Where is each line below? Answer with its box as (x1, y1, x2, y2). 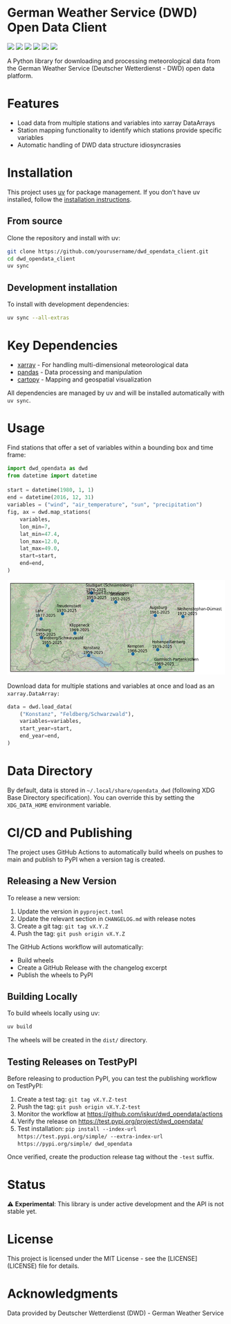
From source (7, 215, 63, 227)
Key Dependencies (7, 338, 118, 354)
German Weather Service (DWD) (7, 5, 198, 21)
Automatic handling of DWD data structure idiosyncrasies (17, 141, 181, 149)
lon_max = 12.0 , (19, 538, 60, 545)
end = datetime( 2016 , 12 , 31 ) (7, 494, 95, 501)
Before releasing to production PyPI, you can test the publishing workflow (7, 1075, 217, 1083)
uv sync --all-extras (7, 314, 70, 321)
